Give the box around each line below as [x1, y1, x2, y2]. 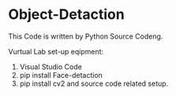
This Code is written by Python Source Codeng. [8, 31, 163, 41]
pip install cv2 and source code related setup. [19, 79, 169, 88]
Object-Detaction [8, 6, 125, 24]
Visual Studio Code [19, 61, 83, 72]
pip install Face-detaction [19, 70, 103, 79]
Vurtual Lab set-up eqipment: [8, 46, 104, 56]
